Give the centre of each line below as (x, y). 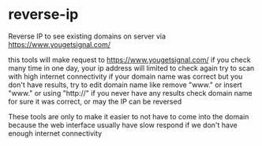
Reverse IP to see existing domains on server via (87, 36)
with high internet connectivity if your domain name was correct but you (125, 76)
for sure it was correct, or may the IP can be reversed (95, 101)
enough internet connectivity (55, 133)
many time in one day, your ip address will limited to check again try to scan (131, 68)
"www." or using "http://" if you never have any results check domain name (130, 93)
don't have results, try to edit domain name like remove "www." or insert (125, 85)
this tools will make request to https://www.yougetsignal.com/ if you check (129, 60)
